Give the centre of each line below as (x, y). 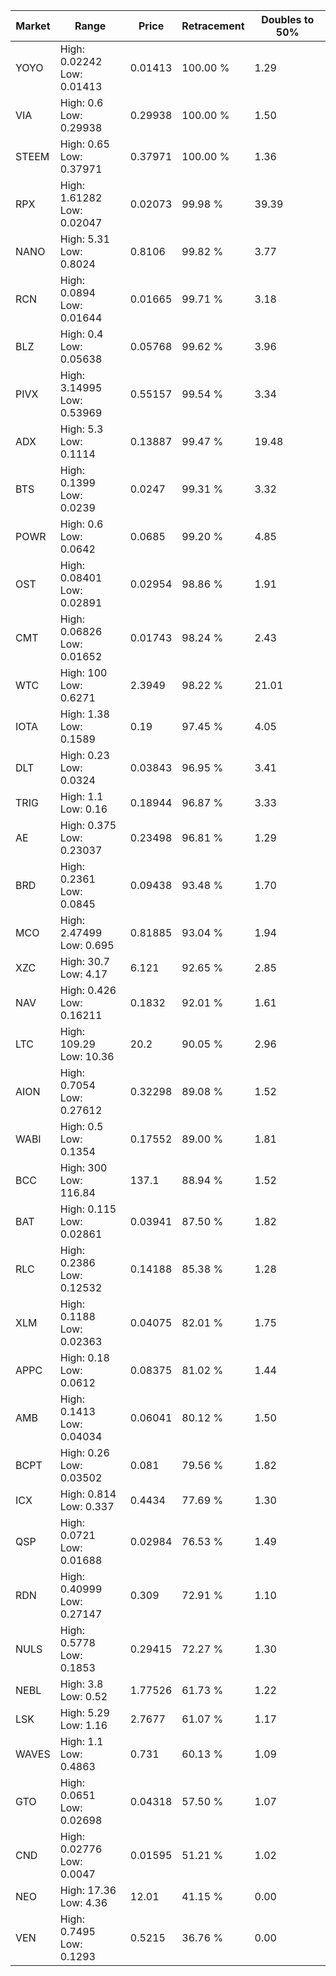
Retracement (213, 26)
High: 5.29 (84, 1712)
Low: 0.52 (83, 1696)
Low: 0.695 (87, 945)
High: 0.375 (88, 825)
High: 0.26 (84, 1452)
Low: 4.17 (83, 974)
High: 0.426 (88, 990)
